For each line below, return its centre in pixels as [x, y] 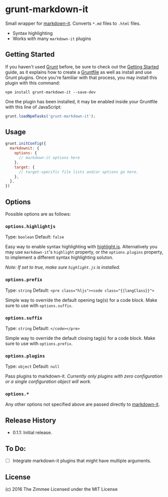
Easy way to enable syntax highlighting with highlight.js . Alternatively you [81, 247]
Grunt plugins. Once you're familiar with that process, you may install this [81, 78]
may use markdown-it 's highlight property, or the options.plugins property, [84, 252]
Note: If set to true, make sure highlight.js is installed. [63, 267]
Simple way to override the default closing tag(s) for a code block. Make [80, 338]
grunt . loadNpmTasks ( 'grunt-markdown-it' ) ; [50, 116]
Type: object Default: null [32, 366]
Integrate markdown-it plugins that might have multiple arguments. [82, 461]
